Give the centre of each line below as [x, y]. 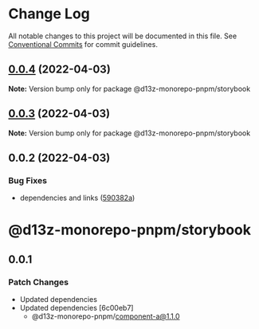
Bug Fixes [28, 180]
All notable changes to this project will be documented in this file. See [123, 36]
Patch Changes [39, 282]
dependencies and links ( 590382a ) [77, 198]
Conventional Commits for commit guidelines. [83, 44]
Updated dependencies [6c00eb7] [77, 308]
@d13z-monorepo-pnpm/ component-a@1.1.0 [106, 316]
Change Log [49, 14]
